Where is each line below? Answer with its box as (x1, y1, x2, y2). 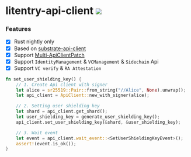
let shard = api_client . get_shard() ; (16, 109, 108, 114)
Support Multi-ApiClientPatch (13, 51, 85, 58)
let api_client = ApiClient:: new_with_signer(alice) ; (16, 92, 150, 99)
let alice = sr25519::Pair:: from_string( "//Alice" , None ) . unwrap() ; (16, 87, 186, 93)
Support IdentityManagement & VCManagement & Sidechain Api (13, 58, 159, 65)
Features (5, 25, 32, 33)
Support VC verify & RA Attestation (13, 64, 102, 71)
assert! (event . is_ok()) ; (16, 141, 77, 146)
